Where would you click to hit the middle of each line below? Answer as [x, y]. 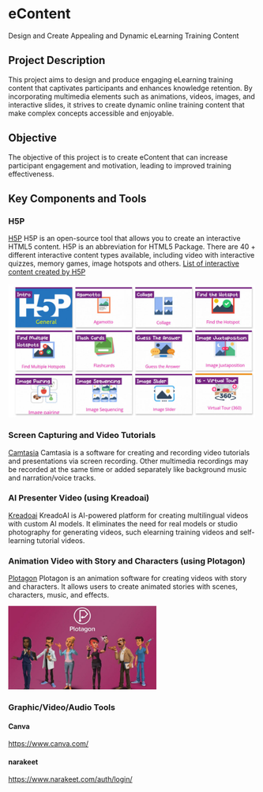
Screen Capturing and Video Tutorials [82, 436]
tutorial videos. [61, 540]
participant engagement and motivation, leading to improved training [120, 165]
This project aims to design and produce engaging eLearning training [121, 79]
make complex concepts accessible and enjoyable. [91, 113]
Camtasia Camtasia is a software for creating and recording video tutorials [129, 452]
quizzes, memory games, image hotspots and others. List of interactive [124, 264]
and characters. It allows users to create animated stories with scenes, [123, 586]
